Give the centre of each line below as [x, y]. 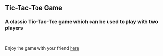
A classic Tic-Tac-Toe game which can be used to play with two [81, 22]
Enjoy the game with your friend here [42, 48]
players [14, 28]
